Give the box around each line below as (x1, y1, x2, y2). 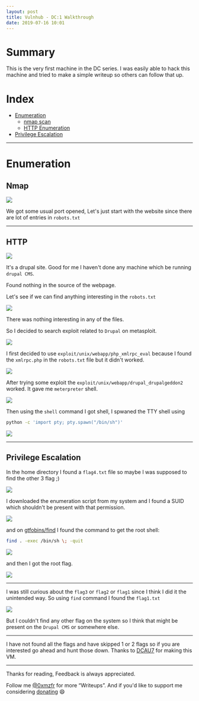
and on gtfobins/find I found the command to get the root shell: (6, 526, 160, 533)
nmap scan (23, 118, 52, 125)
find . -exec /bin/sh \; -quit (6, 537, 84, 544)
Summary (6, 45, 55, 59)
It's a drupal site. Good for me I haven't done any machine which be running (6, 264, 191, 271)
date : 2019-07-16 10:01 (6, 20, 65, 26)
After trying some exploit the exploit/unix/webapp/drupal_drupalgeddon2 (6, 379, 184, 386)
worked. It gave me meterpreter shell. (6, 385, 98, 392)
